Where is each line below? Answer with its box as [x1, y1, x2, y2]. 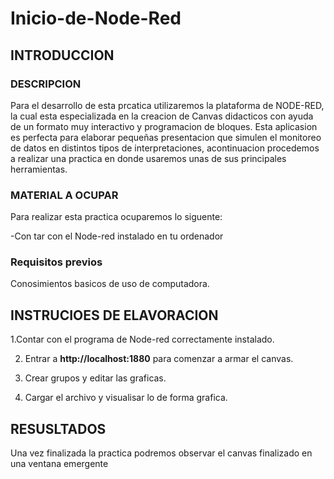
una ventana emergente [10, 458, 109, 470]
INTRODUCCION [10, 47, 115, 64]
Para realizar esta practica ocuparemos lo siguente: [10, 211, 223, 223]
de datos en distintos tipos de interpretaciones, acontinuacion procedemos [10, 142, 320, 154]
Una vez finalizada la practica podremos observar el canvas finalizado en [10, 447, 313, 459]
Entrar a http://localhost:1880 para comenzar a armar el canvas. [24, 353, 294, 365]
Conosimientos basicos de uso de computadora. [10, 278, 210, 290]
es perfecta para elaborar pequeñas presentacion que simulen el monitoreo [10, 131, 322, 143]
